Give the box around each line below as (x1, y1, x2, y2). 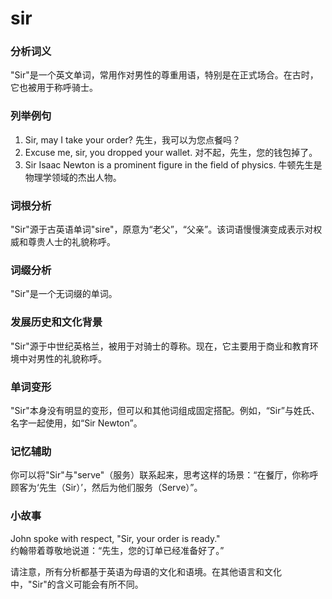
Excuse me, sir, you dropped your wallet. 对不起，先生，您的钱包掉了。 (24, 146, 318, 158)
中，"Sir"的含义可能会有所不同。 (10, 578, 144, 590)
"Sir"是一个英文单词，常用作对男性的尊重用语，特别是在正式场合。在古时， (10, 69, 319, 81)
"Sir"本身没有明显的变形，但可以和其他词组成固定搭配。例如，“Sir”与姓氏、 (10, 404, 320, 416)
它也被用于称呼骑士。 (10, 82, 98, 94)
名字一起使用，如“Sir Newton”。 (10, 417, 143, 429)
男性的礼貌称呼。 (36, 352, 107, 364)
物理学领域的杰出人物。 (24, 171, 122, 183)
